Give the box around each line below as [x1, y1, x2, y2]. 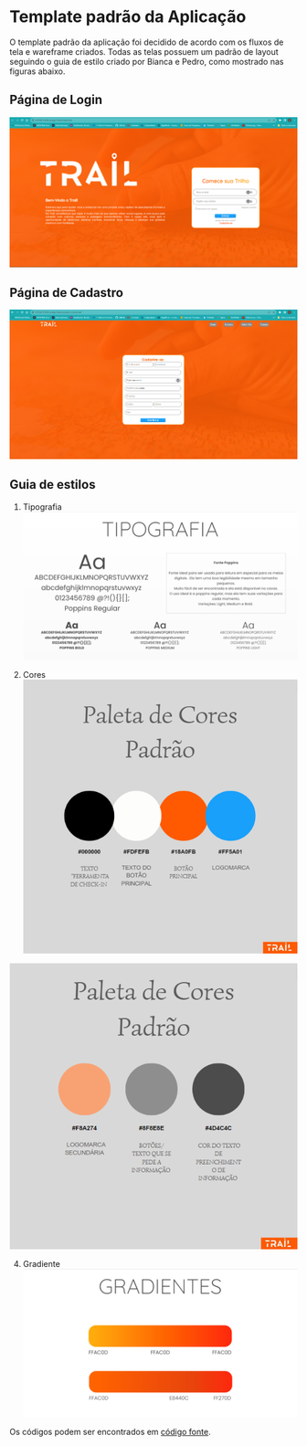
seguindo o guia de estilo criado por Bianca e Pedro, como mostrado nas [9, 56, 284, 67]
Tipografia [22, 501, 62, 512]
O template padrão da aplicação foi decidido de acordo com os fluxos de [9, 37, 284, 47]
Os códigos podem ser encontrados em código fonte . [9, 1427, 212, 1438]
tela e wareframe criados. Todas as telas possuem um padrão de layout [9, 46, 279, 57]
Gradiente [22, 1259, 61, 1270]
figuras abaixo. [9, 66, 66, 77]
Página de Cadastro [9, 285, 123, 301]
